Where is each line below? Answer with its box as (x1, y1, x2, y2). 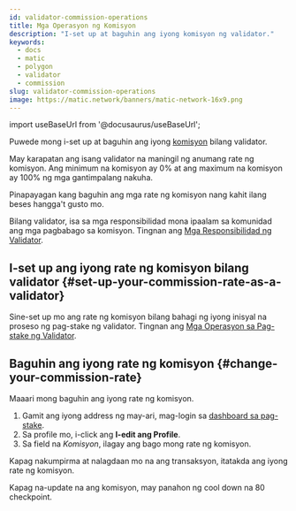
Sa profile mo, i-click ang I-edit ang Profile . (21, 430, 181, 439)
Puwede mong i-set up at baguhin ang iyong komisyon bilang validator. (9, 136, 268, 147)
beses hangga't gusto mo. (9, 199, 104, 210)
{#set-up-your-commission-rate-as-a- (61, 274, 282, 289)
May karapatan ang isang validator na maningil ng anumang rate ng (9, 154, 254, 164)
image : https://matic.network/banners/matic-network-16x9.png (9, 95, 243, 104)
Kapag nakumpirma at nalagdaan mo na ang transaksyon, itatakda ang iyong (9, 456, 288, 466)
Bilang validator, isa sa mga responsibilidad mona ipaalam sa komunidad (9, 216, 272, 226)
